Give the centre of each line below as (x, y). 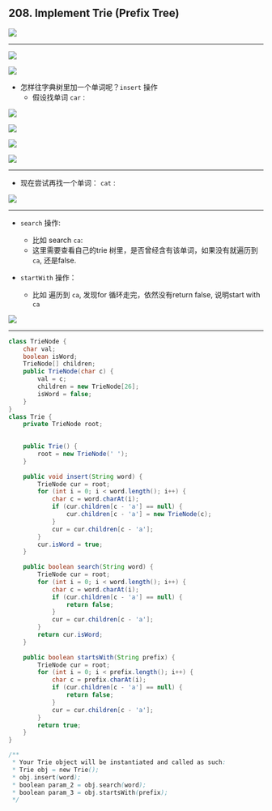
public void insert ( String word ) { (83, 476)
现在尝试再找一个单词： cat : (68, 182)
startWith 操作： (48, 277)
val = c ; (52, 379)
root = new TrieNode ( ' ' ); (83, 454)
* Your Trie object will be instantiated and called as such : (119, 762)
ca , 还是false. (54, 260)
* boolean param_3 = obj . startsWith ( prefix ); (90, 792)
